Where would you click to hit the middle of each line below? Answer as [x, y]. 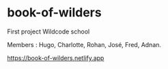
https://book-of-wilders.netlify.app [56, 58]
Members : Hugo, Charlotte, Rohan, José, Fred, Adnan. [84, 44]
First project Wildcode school [48, 31]
